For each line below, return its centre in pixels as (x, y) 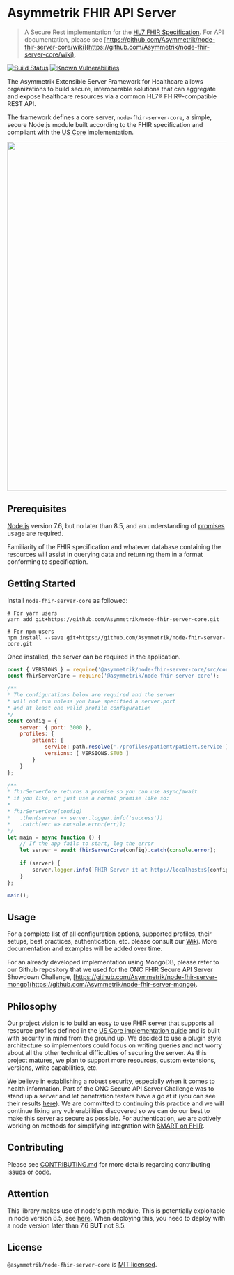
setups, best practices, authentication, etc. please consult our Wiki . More (112, 941)
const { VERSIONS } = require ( (53, 669)
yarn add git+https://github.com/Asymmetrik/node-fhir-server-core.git (113, 619)
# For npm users (31, 632)
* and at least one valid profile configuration (79, 708)
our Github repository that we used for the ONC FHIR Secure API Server (110, 970)
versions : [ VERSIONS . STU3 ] (87, 754)
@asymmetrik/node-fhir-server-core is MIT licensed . (82, 1264)
